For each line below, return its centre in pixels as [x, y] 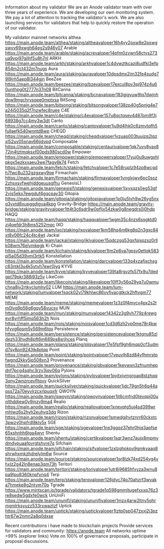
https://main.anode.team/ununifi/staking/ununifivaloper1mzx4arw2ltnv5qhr [81, 501]
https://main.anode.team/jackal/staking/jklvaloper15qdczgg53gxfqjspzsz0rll [82, 240]
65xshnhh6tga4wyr [25, 433]
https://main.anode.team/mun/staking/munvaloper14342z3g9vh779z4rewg [81, 313]
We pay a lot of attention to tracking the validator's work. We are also [74, 17]
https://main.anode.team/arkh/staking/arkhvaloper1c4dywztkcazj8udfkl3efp [82, 63]
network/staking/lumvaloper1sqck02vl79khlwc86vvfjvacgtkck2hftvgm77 [78, 292]
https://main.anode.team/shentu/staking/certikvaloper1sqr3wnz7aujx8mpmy [82, 438]
